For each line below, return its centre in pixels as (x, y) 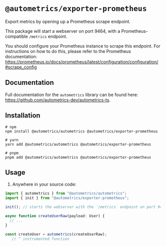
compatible (17, 36)
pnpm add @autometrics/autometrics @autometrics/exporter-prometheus (78, 157)
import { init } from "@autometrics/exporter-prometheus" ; (67, 198)
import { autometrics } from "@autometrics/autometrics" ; (66, 193)
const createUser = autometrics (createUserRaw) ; (56, 234)
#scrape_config (21, 67)
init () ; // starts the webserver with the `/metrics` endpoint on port (80, 207)
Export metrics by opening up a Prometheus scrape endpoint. (68, 21)
